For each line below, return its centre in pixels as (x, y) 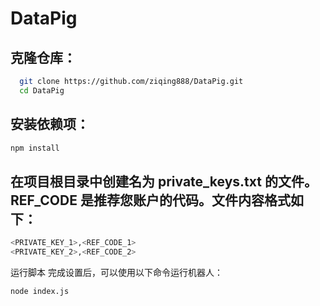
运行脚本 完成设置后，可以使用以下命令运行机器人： (116, 272)
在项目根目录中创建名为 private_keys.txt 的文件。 (164, 181)
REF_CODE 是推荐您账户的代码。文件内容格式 (150, 200)
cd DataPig (42, 90)
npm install (35, 148)
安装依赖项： (50, 124)
